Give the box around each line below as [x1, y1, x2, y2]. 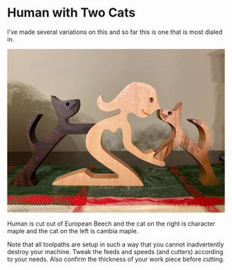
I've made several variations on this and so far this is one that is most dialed [7, 28, 223, 36]
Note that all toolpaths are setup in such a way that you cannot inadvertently [7, 240, 224, 249]
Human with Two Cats [7, 5, 136, 21]
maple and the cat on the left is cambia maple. [7, 227, 139, 235]
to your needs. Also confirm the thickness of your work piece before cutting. [7, 255, 225, 264]
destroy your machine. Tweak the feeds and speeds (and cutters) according [7, 248, 224, 256]
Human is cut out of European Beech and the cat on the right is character [7, 219, 215, 228]
